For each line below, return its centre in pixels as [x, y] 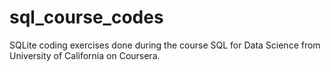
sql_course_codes [86, 17]
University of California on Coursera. [85, 55]
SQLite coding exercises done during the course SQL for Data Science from [165, 45]
